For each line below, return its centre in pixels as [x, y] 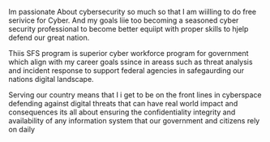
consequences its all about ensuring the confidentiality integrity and [122, 112]
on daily [21, 129]
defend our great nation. [49, 37]
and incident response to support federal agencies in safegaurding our [126, 71]
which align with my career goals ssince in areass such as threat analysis [131, 62]
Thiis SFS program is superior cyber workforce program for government [129, 53]
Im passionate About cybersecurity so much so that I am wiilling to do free [133, 12]
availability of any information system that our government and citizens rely [134, 120]
